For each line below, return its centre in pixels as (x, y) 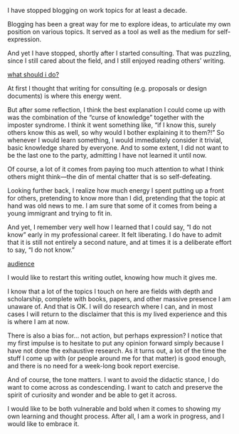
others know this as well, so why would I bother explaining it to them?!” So (116, 132)
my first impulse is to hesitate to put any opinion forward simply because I (116, 343)
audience (21, 264)
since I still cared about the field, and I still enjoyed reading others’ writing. (116, 61)
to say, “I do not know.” (41, 250)
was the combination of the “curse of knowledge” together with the (106, 117)
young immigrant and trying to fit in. (60, 213)
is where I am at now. (38, 322)
